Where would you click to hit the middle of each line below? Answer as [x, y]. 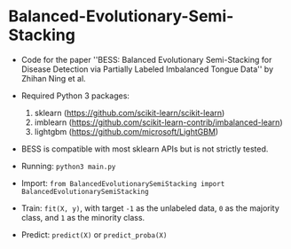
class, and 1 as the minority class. [83, 217]
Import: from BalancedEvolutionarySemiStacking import [123, 183]
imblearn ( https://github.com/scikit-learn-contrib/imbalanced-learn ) [158, 122]
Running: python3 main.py [68, 166]
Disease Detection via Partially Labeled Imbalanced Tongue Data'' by [147, 69]
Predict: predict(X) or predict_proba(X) [94, 234]
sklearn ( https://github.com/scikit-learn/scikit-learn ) [130, 113]
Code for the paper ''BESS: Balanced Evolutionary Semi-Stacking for [146, 59]
